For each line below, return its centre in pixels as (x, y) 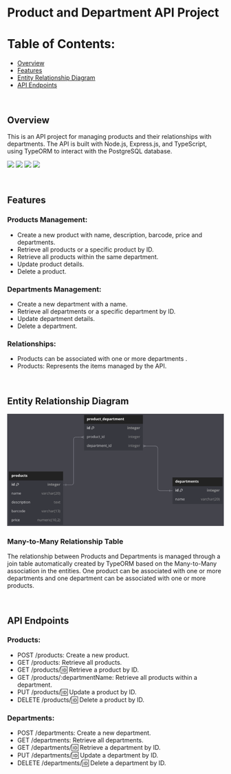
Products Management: (47, 220)
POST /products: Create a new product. (73, 655)
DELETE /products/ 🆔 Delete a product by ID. (81, 700)
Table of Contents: (61, 44)
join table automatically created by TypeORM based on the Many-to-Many (112, 564)
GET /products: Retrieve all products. (69, 662)
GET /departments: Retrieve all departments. (80, 740)
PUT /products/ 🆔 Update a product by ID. (77, 692)
